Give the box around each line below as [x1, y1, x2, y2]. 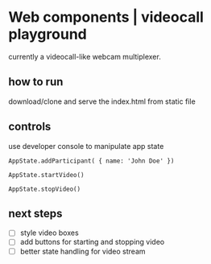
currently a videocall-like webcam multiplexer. [8, 52, 161, 61]
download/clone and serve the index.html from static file [8, 97, 196, 106]
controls [8, 120, 52, 134]
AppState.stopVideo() [8, 185, 81, 193]
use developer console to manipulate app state [8, 141, 164, 151]
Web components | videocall [8, 8, 204, 27]
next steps [8, 206, 63, 221]
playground [8, 25, 87, 43]
